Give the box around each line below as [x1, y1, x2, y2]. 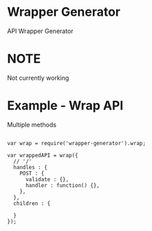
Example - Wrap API [7, 98, 124, 113]
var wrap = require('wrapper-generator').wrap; [7, 140, 146, 146]
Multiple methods [7, 120, 57, 129]
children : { [13, 200, 51, 207]
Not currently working [7, 74, 69, 82]
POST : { [19, 170, 45, 177]
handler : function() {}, [25, 181, 100, 189]
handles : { [13, 164, 48, 170]
